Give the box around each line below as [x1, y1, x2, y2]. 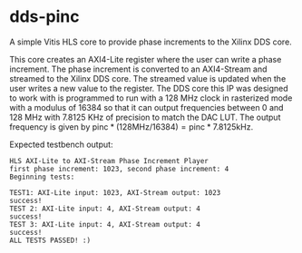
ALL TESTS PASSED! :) [9, 236, 92, 245]
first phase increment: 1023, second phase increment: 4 [9, 164, 229, 173]
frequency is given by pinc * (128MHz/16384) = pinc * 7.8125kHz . [9, 121, 254, 132]
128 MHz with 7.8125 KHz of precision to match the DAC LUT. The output [9, 112, 281, 122]
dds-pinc [9, 6, 80, 27]
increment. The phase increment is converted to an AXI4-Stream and [9, 63, 268, 74]
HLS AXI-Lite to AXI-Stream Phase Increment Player [9, 156, 209, 165]
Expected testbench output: [9, 139, 113, 150]
